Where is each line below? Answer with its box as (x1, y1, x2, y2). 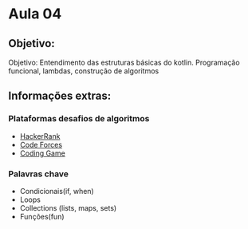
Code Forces (19, 140, 62, 149)
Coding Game (19, 148, 65, 158)
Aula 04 (8, 5, 62, 23)
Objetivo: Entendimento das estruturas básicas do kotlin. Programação (8, 57, 241, 67)
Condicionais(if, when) (19, 186, 94, 195)
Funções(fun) (19, 211, 65, 221)
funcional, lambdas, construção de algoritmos (8, 66, 159, 76)
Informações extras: (8, 89, 112, 103)
